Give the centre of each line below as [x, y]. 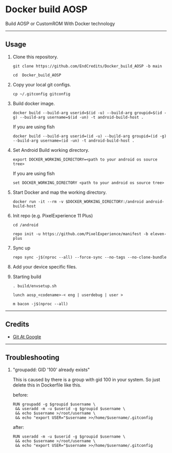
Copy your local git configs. [42, 84]
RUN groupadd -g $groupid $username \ [54, 404]
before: [20, 395]
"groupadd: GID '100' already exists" [51, 370]
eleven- [158, 234]
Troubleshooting [33, 357]
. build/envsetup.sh [35, 286]
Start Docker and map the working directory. [60, 192]
